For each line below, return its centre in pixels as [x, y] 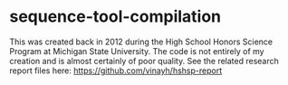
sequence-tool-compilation [115, 17]
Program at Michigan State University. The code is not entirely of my [137, 51]
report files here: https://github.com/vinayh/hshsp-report [116, 71]
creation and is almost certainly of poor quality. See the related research [144, 61]
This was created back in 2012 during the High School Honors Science [141, 42]
